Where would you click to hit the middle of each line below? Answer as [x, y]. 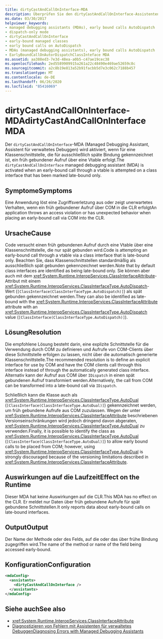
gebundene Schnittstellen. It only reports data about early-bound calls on [78, 507]
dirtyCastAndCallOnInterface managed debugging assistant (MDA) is [74, 165]
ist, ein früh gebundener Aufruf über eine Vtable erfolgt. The [65, 160]
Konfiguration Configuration [48, 564]
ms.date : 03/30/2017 [26, 18]
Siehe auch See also [35, 609]
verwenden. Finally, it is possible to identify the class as [60, 431]
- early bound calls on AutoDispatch [43, 46]
